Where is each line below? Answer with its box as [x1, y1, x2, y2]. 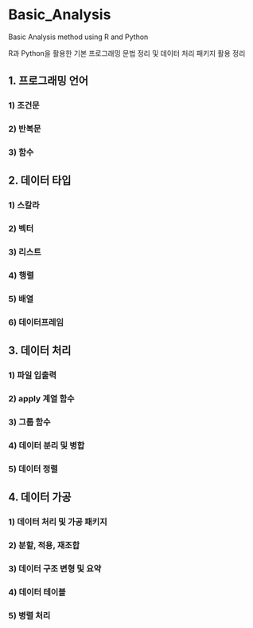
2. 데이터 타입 [8, 174, 72, 188]
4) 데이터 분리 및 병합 [8, 440, 85, 452]
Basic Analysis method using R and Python [8, 32, 149, 41]
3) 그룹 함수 [8, 417, 51, 428]
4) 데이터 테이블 [8, 587, 66, 598]
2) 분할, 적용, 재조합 [8, 540, 80, 551]
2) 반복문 [8, 124, 41, 135]
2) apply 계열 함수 [8, 393, 75, 405]
